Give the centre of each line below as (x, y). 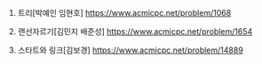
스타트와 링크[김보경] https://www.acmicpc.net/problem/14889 (131, 50)
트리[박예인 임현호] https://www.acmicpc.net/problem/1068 (124, 13)
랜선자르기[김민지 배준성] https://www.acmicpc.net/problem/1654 (135, 32)
